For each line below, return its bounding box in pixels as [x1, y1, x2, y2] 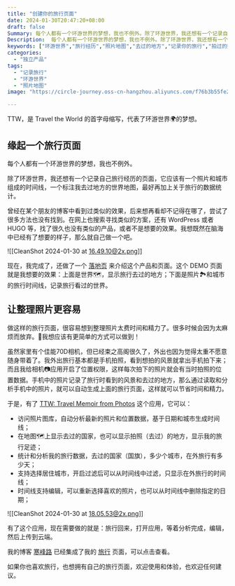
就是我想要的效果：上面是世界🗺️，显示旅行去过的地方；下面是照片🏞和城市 [7, 270, 225, 278]
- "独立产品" [13, 56, 48, 63]
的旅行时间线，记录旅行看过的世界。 [7, 281, 112, 289]
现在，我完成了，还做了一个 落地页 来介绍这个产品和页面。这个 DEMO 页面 [7, 261, 222, 270]
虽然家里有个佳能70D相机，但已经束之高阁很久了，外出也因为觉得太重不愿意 [7, 347, 227, 355]
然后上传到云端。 [7, 532, 57, 540]
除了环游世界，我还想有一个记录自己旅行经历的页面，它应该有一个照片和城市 [7, 174, 228, 182]
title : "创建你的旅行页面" [7, 10, 78, 18]
